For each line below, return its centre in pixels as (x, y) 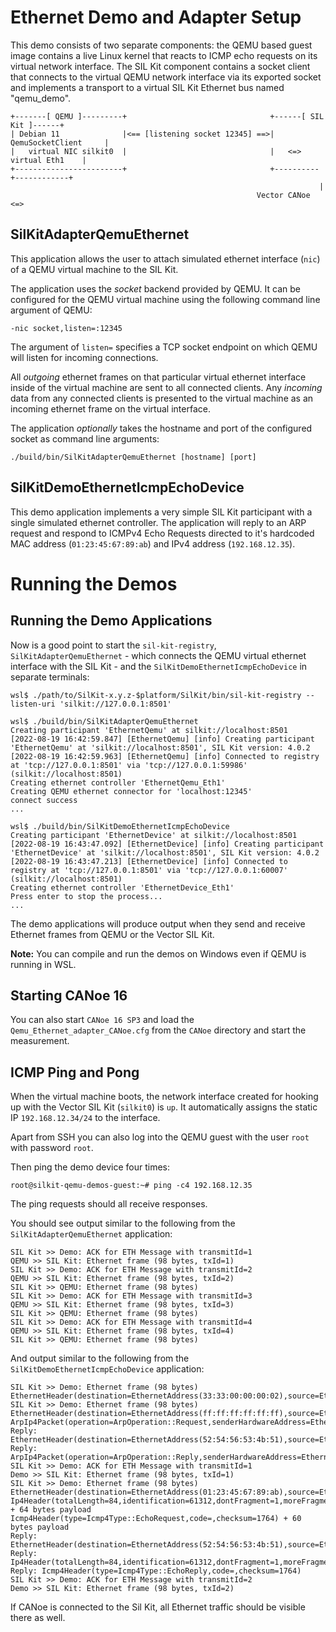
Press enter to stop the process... (86, 896)
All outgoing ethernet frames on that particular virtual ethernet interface (158, 377)
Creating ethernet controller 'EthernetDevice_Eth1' (122, 887)
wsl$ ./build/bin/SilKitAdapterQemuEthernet (104, 721)
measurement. (40, 1041)
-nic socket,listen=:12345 (66, 328)
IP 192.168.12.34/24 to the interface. (85, 1118)
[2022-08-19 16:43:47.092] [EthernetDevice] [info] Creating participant (167, 844)
